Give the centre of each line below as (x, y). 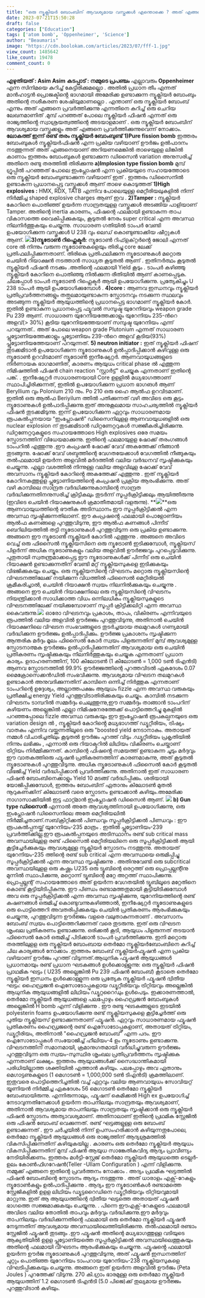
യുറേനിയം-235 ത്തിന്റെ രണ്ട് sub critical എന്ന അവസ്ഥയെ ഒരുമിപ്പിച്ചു (93, 855)
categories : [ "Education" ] (41, 29)
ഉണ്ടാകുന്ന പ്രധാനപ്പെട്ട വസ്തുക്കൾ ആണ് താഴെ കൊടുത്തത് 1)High (88, 184)
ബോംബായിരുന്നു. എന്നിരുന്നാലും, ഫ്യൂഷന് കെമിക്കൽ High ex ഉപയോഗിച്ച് (98, 1095)
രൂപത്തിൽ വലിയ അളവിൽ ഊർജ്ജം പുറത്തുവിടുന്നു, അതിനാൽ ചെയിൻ (95, 620)
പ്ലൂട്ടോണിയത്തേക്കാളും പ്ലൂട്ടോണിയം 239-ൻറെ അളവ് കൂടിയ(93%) (86, 336)
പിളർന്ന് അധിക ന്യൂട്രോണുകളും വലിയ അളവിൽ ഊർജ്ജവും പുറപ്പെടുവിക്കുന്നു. (101, 550)
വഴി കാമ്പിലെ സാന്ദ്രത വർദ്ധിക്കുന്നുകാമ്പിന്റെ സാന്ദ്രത (74, 488)
